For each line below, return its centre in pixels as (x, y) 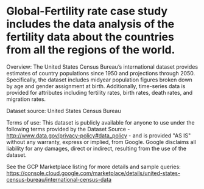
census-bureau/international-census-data (59, 179)
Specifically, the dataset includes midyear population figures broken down (100, 80)
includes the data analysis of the (90, 24)
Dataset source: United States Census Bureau (64, 111)
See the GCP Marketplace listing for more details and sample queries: (93, 167)
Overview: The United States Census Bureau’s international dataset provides (102, 67)
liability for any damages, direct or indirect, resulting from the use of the (97, 148)
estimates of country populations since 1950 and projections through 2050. (101, 73)
